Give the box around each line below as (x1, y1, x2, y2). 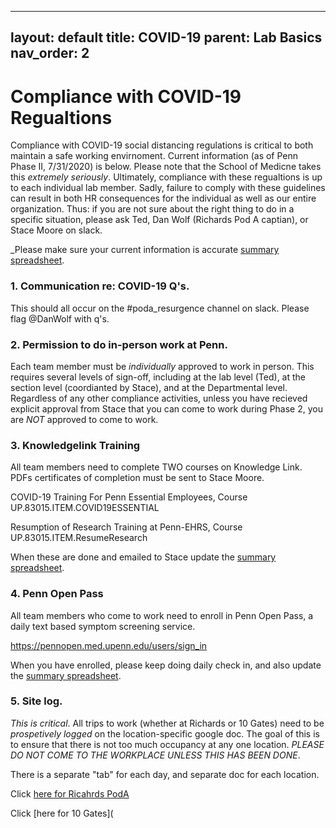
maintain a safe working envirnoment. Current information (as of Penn (10, 150, 299, 162)
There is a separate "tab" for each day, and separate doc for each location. (10, 768, 320, 780)
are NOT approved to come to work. (10, 413, 159, 425)
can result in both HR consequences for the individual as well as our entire (10, 192, 317, 205)
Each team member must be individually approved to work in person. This (10, 360, 315, 372)
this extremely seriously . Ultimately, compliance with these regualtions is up (10, 171, 323, 183)
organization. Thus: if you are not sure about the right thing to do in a (10, 203, 295, 215)
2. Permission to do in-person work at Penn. (10, 337, 228, 351)
